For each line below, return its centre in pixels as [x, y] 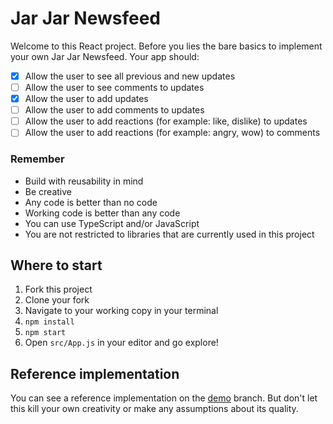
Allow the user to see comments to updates [114, 87]
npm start [45, 333]
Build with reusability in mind [84, 181]
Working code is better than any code [102, 213]
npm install [49, 322]
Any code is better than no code [91, 202]
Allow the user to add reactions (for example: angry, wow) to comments [172, 133]
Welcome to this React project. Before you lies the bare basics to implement [166, 46]
